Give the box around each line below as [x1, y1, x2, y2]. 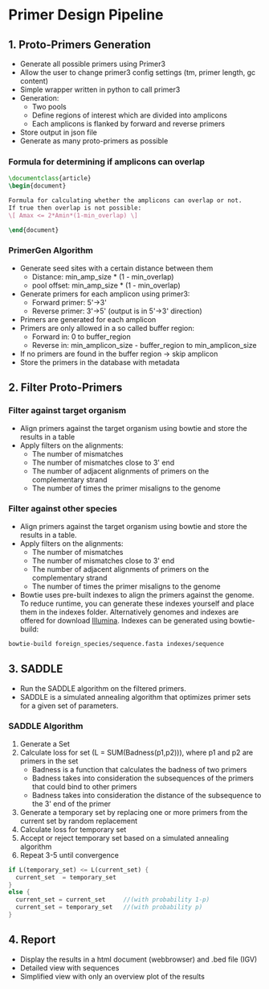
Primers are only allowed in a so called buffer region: [19, 323, 195, 333]
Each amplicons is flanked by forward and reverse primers [31, 119, 226, 128]
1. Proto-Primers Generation [8, 38, 151, 52]
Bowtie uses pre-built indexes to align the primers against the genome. [19, 590, 255, 599]
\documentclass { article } [8, 175, 92, 183]
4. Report [8, 933, 56, 947]
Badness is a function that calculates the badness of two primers [31, 764, 247, 774]
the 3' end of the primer [31, 799, 111, 809]
